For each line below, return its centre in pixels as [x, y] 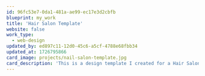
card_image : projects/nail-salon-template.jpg [67, 58]
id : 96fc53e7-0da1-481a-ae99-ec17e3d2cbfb [61, 12]
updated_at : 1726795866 [37, 52]
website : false [26, 29]
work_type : [20, 35]
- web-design [28, 40]
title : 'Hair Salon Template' [45, 23]
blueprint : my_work [31, 18]
